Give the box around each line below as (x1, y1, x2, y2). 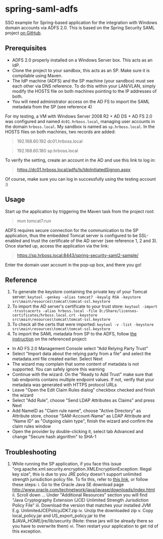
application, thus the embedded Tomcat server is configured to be (5, 232, 138, 238)
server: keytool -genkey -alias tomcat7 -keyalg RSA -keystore (12, 294, 141, 300)
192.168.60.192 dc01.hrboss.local (17, 138, 83, 144)
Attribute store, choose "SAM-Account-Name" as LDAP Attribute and (12, 413, 151, 419)
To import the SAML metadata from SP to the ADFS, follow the (12, 331, 137, 337)
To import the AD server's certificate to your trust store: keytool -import (12, 304, 158, 310)
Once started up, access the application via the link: (5, 243, 109, 249)
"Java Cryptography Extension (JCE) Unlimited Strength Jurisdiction (12, 497, 149, 503)
